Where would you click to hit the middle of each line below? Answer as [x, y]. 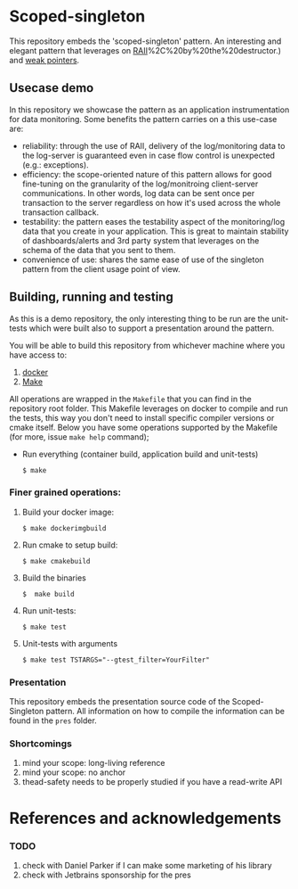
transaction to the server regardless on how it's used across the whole [151, 202]
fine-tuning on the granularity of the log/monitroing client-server [140, 184]
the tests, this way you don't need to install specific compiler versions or [142, 417]
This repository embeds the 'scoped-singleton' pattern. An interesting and [145, 41]
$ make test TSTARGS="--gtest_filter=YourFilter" [116, 660]
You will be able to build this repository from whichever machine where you [147, 345]
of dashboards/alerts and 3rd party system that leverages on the [141, 240]
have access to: [38, 355]
